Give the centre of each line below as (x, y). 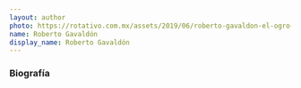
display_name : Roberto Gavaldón (69, 42)
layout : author (38, 17)
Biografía (30, 74)
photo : (21, 26)
